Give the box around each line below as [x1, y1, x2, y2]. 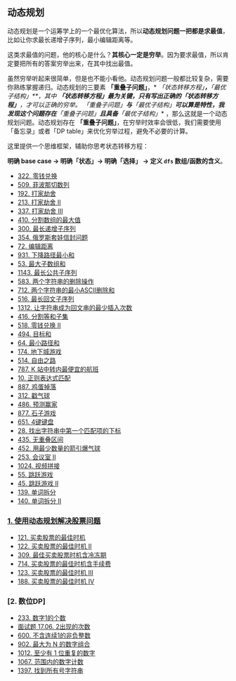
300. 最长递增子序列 [17, 224, 76, 233]
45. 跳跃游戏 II [17, 479, 59, 487]
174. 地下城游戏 [17, 347, 62, 356]
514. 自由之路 [17, 356, 56, 364]
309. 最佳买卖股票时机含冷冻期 [17, 551, 107, 559]
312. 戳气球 [17, 391, 51, 399]
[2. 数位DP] [7, 597, 46, 607]
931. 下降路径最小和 [17, 250, 75, 259]
